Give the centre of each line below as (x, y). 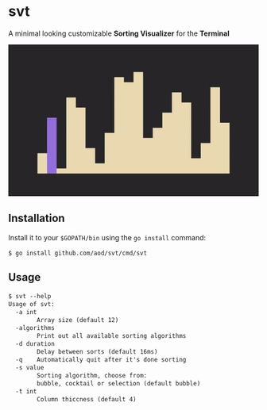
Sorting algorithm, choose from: (92, 376)
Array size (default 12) (78, 320)
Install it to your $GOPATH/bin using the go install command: (107, 237)
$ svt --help (30, 297)
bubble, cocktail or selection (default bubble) (119, 384)
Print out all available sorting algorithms (112, 336)
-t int (26, 392)
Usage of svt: (32, 305)
